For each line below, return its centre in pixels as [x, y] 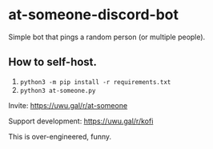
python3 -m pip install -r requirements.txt [95, 82]
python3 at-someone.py [58, 91]
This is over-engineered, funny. [60, 136]
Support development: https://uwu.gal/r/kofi [81, 121]
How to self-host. [53, 62]
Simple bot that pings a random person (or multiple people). [107, 37]
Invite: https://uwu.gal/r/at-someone [68, 105]
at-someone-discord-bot [93, 15]
